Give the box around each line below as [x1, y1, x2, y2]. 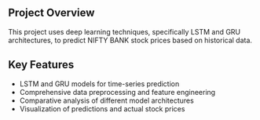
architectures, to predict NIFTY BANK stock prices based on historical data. [8, 35, 253, 45]
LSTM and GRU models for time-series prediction [19, 78, 180, 89]
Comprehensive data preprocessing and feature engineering [19, 87, 216, 96]
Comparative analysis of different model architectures [19, 96, 194, 105]
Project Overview [8, 6, 95, 20]
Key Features [8, 58, 75, 71]
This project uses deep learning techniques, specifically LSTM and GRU [8, 27, 241, 36]
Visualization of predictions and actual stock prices [19, 104, 185, 113]
